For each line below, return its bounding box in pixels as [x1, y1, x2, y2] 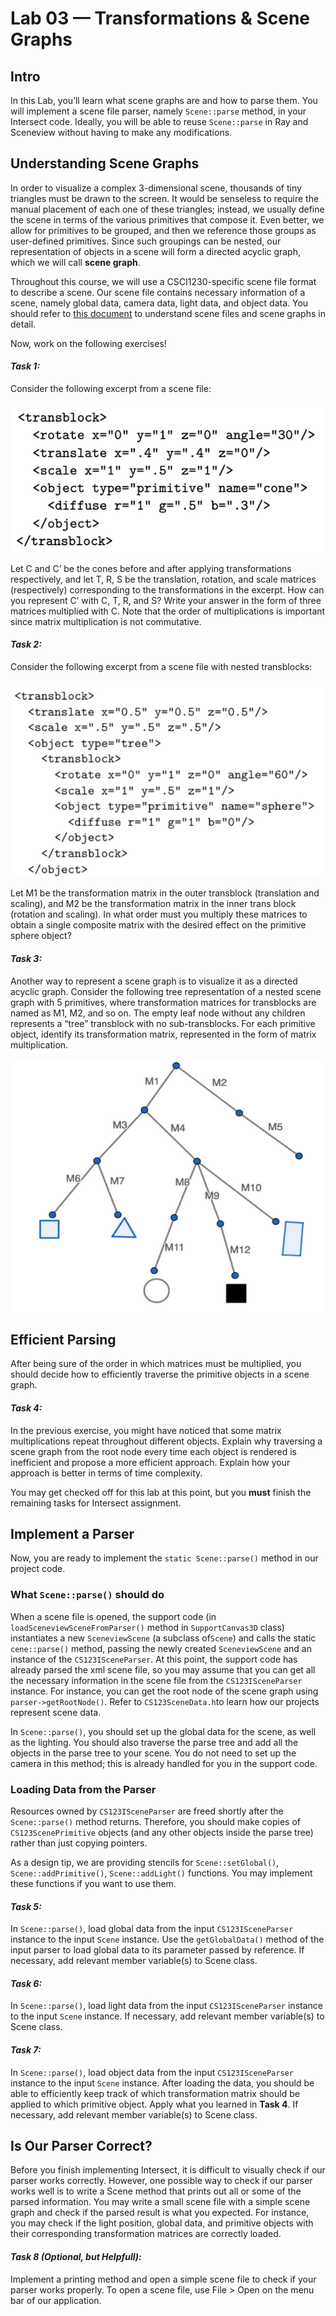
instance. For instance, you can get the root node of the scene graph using [10, 1685, 319, 1697]
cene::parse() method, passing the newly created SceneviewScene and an [10, 1642, 312, 1654]
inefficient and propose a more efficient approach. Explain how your [10, 1456, 291, 1468]
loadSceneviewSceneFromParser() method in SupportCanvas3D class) [10, 1621, 285, 1633]
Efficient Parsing [10, 1331, 117, 1348]
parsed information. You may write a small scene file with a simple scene [10, 2196, 311, 2208]
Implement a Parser [10, 1526, 135, 1542]
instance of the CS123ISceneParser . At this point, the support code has [10, 1653, 298, 1665]
